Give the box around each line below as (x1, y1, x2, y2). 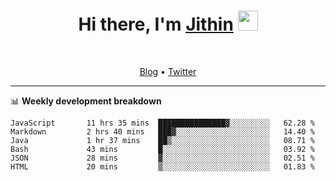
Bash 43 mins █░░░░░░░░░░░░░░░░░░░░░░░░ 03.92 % (10, 144, 315, 154)
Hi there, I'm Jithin (78, 13, 234, 36)
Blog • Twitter (139, 65, 197, 77)
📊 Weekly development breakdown (10, 95, 162, 107)
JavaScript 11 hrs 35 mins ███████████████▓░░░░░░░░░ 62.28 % (10, 118, 315, 128)
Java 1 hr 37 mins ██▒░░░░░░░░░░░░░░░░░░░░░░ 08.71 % (10, 135, 315, 145)
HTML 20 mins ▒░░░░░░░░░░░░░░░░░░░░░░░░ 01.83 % (10, 161, 315, 172)
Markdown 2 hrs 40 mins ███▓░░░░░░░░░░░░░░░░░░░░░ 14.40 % (10, 126, 315, 137)
